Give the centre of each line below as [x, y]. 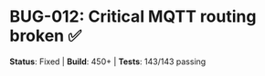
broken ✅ [46, 36]
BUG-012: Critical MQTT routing [133, 17]
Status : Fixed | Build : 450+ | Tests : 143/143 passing [108, 62]
